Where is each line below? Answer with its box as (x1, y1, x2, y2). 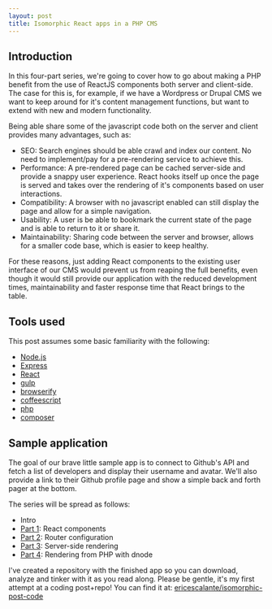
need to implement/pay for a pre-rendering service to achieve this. (19, 154, 244, 164)
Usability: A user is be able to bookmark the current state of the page (19, 215, 252, 224)
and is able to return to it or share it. (19, 224, 140, 233)
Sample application (8, 436, 108, 450)
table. (8, 291, 28, 301)
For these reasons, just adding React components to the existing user (8, 257, 241, 267)
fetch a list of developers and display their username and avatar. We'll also (8, 466, 257, 476)
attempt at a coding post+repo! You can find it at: (8, 582, 173, 592)
